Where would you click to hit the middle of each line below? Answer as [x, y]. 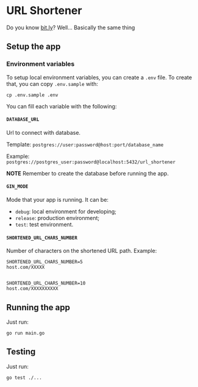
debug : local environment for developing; [66, 211]
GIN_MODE [17, 186]
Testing [21, 352]
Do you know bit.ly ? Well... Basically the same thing [71, 27]
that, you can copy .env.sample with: [52, 83]
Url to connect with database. [44, 132]
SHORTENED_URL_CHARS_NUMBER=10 [46, 283]
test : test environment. [44, 225]
